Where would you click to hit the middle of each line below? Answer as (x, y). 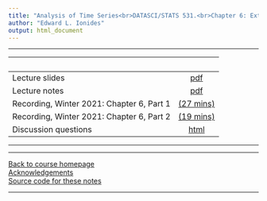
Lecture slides (39, 78)
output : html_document (46, 30)
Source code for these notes (55, 181)
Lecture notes (38, 91)
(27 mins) (197, 104)
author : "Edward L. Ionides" (56, 23)
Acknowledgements (41, 172)
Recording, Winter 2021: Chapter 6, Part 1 (91, 104)
